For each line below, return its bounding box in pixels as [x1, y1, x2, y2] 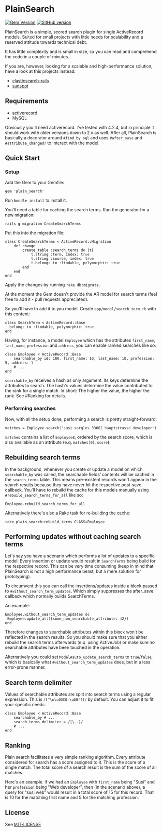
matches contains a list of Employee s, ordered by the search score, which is [5, 434, 153, 440]
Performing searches [5, 405, 56, 412]
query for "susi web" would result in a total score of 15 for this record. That [5, 789, 154, 795]
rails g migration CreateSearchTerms [5, 221, 81, 226]
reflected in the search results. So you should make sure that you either [5, 634, 147, 640]
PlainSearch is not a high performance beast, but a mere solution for [5, 568, 141, 574]
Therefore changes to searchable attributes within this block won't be [5, 629, 144, 635]
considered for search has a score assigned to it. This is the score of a [5, 759, 146, 765]
